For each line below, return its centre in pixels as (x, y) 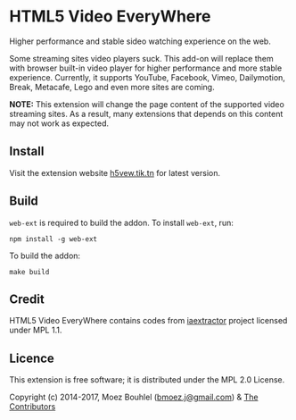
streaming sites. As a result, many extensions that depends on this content (146, 113)
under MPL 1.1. (36, 330)
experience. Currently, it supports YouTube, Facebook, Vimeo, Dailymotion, (147, 77)
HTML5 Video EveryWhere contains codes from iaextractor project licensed (148, 321)
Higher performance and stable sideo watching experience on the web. (140, 41)
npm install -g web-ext (53, 239)
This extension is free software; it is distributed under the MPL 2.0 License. (147, 380)
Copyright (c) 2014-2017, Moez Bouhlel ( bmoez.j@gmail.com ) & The (134, 397)
